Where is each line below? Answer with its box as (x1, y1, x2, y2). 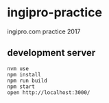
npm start (7, 83, 36, 90)
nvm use (7, 65, 29, 72)
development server (7, 47, 96, 59)
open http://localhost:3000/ (7, 89, 90, 96)
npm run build (7, 77, 48, 84)
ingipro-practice (7, 5, 103, 20)
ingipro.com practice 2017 (7, 27, 81, 35)
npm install (7, 71, 41, 78)
